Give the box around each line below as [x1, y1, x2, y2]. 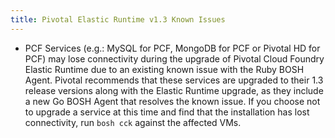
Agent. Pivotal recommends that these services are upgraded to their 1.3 [24, 74, 324, 86]
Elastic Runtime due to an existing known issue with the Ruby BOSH [24, 63, 305, 75]
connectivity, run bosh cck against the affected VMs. [24, 116, 242, 128]
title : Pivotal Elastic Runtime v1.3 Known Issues [10, 14, 226, 25]
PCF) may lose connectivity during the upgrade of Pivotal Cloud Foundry [24, 52, 325, 65]
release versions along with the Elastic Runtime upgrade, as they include [24, 84, 324, 96]
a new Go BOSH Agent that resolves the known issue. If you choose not [24, 95, 321, 107]
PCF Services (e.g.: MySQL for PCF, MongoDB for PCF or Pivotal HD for [24, 42, 321, 54]
